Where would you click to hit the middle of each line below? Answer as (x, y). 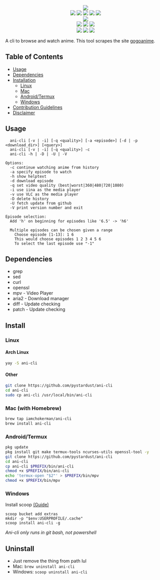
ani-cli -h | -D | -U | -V (38, 154)
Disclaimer (24, 113)
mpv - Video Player (33, 293)
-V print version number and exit (46, 208)
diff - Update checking (36, 304)
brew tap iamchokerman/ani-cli (38, 419)
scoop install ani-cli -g (33, 523)
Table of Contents (34, 57)
